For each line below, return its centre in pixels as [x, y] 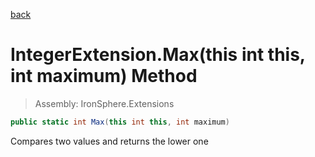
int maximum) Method [104, 76]
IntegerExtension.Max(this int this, [158, 55]
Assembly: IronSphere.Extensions [104, 103]
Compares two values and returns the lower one [109, 141]
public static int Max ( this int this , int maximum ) [120, 122]
